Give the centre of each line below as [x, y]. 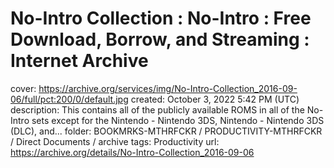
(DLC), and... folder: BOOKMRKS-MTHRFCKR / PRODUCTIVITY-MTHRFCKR [166, 131]
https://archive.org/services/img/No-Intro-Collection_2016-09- [168, 88]
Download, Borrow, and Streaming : [160, 39]
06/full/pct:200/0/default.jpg [69, 99]
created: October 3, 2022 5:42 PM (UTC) [215, 99]
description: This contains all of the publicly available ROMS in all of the [157, 109]
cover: [23, 88]
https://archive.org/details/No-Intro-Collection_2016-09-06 [132, 152]
